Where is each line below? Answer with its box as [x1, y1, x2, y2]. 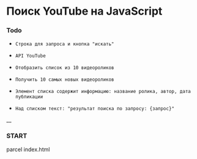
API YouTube [15, 53, 46, 59]
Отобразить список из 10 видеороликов [15, 65, 114, 71]
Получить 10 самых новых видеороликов [15, 76, 114, 83]
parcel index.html [6, 146, 50, 153]
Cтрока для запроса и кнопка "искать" [15, 41, 114, 47]
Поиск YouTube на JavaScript [6, 4, 163, 18]
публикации [15, 94, 43, 100]
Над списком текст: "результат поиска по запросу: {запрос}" [15, 106, 175, 112]
